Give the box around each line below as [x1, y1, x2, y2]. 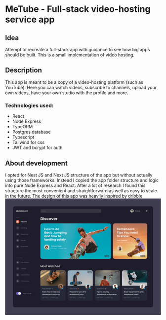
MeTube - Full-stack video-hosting [5, 3, 151, 15]
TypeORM [12, 124, 33, 130]
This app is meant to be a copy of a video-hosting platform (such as [5, 79, 143, 85]
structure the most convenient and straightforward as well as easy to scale [5, 187, 157, 193]
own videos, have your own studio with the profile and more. [5, 90, 128, 96]
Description [5, 66, 42, 74]
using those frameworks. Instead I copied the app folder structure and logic [5, 177, 159, 183]
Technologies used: [5, 102, 54, 109]
